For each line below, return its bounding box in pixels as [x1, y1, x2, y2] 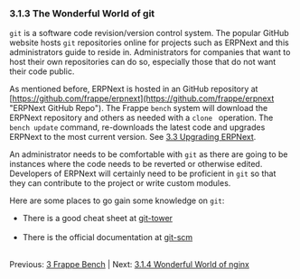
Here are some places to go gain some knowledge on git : [9, 195, 225, 206]
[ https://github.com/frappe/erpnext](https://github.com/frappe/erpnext [9, 93, 275, 104]
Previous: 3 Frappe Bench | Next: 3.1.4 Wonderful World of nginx [9, 259, 250, 270]
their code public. [9, 66, 75, 77]
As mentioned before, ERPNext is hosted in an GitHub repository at [9, 84, 258, 95]
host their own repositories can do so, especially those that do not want [9, 57, 277, 68]
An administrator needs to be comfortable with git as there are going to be [9, 149, 288, 160]
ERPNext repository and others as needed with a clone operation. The [9, 112, 274, 124]
